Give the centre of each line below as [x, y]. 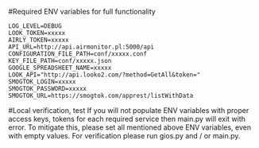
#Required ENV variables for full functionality [82, 12]
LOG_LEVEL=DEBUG [35, 26]
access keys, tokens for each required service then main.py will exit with [127, 119]
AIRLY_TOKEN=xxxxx [39, 40]
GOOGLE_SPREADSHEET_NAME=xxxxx [60, 68]
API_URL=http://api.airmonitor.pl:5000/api [81, 47]
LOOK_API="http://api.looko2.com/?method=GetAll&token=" [104, 75]
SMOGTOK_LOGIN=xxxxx [43, 82]
